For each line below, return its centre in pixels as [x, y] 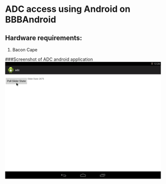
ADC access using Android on [68, 9]
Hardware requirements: [44, 38]
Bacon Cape [25, 50]
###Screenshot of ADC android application [49, 59]
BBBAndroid [31, 20]
